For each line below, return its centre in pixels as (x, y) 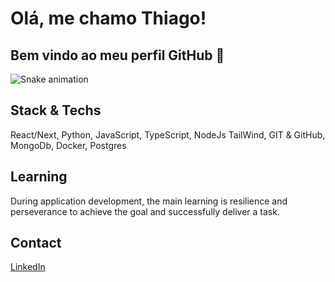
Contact (36, 243)
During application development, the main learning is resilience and (149, 201)
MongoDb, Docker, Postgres (68, 145)
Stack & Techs (56, 110)
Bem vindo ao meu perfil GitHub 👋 (117, 55)
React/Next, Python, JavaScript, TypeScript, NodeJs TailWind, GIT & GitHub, (168, 134)
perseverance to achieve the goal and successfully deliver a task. (145, 211)
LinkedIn (28, 267)
